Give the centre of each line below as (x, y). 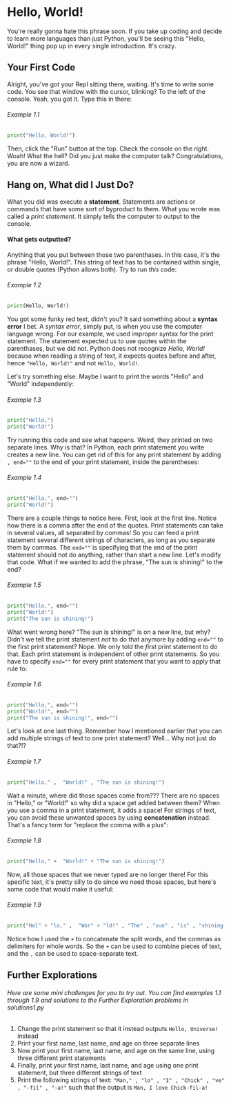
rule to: (17, 668)
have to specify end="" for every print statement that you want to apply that (114, 661)
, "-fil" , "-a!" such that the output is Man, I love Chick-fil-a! (112, 1088)
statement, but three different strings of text (79, 1073)
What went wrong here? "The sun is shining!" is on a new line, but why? (109, 632)
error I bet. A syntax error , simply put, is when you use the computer (105, 326)
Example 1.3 (24, 399)
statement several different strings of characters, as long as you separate (111, 540)
